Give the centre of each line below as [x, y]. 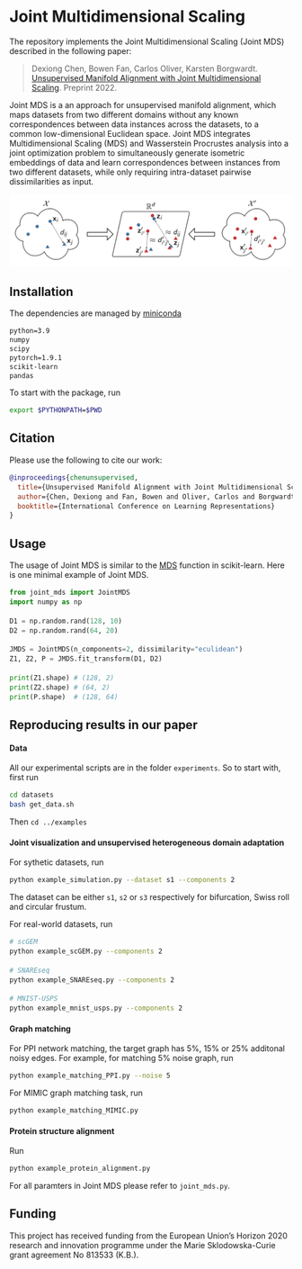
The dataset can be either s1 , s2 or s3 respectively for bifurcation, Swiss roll [150, 897]
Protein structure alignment [62, 1130]
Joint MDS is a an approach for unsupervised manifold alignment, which [143, 104]
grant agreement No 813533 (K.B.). [74, 1255]
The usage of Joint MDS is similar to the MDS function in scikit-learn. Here [147, 565]
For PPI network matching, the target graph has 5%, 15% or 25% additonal [147, 1048]
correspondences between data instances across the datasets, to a [134, 124]
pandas [22, 376]
